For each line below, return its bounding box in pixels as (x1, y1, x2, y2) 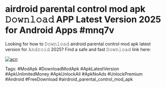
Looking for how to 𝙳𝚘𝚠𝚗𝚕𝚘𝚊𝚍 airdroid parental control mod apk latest (5, 41, 151, 47)
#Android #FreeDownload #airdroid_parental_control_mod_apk (5, 76, 133, 82)
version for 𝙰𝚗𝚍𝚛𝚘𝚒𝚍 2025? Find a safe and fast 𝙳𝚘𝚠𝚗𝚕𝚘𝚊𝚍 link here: (5, 46, 151, 52)
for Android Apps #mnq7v (5, 25, 114, 36)
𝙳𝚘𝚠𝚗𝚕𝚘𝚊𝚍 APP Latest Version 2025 (5, 14, 162, 25)
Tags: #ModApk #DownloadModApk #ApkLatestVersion (5, 65, 119, 72)
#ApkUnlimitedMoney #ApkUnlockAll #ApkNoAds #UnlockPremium (5, 71, 143, 77)
